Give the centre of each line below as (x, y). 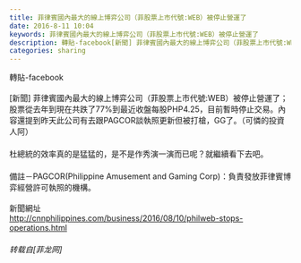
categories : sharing (48, 51)
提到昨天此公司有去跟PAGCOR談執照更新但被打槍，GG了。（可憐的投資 (155, 121)
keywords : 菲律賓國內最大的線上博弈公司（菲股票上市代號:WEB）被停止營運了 (134, 34)
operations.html (38, 228)
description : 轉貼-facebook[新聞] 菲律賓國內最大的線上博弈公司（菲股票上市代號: (148, 42)
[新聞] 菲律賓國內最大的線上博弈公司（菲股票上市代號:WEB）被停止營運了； (149, 98)
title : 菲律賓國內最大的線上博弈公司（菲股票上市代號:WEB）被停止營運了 (128, 17)
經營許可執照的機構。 (56, 188)
